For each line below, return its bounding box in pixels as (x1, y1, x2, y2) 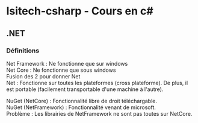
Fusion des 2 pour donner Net (6, 72, 81, 80)
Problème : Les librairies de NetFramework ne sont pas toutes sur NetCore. (6, 110, 193, 117)
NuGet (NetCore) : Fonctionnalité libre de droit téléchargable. (6, 97, 158, 104)
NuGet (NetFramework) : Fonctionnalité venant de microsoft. (6, 104, 156, 111)
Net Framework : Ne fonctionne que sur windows (6, 60, 128, 67)
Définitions (6, 46, 40, 55)
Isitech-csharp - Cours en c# (6, 4, 153, 18)
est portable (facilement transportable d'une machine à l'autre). (6, 86, 164, 93)
